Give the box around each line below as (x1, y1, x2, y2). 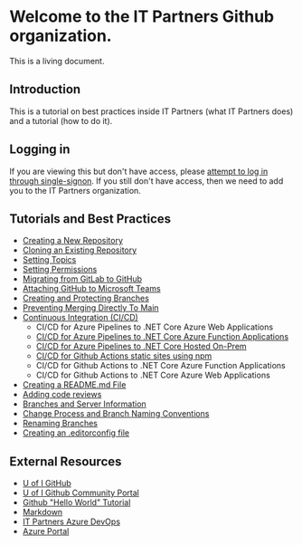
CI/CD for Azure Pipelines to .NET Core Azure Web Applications (35, 321, 274, 332)
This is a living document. (9, 55, 105, 66)
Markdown (22, 507, 63, 518)
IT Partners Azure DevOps (22, 516, 120, 527)
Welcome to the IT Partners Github (9, 6, 274, 27)
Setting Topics (22, 254, 77, 265)
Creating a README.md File (22, 379, 127, 390)
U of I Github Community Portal (22, 487, 140, 499)
